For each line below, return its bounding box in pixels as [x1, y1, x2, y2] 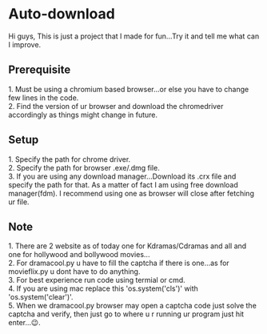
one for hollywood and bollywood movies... [8, 250, 150, 260]
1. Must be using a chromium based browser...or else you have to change [8, 84, 249, 94]
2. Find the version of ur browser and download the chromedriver [8, 101, 224, 111]
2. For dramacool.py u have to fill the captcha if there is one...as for [8, 258, 229, 268]
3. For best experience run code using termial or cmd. [8, 276, 185, 285]
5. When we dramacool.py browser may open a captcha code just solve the [8, 301, 257, 311]
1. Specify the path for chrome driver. [8, 154, 131, 164]
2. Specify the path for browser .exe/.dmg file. [8, 163, 160, 172]
